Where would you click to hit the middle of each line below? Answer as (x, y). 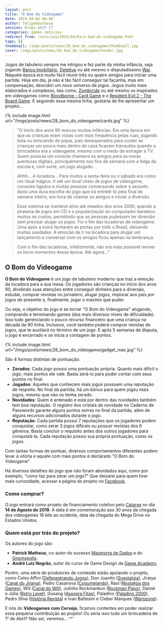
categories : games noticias (34, 32)
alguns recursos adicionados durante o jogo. (57, 415)
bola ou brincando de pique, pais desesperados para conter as (80, 140)
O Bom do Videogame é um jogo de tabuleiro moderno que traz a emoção (80, 279)
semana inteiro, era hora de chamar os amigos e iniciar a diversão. (84, 196)
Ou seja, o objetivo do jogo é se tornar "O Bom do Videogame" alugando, (78, 309)
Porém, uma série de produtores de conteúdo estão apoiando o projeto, (77, 573)
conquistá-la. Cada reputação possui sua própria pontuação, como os (82, 436)
